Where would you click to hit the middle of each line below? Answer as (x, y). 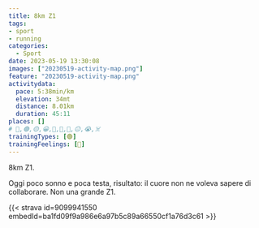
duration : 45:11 (43, 114)
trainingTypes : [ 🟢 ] (43, 136)
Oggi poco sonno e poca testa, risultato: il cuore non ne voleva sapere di (130, 183)
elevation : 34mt (43, 99)
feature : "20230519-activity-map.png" (74, 76)
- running (25, 39)
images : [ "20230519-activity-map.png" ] (76, 69)
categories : (28, 46)
